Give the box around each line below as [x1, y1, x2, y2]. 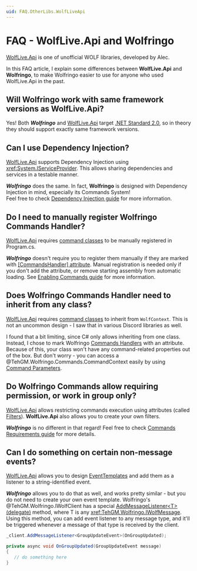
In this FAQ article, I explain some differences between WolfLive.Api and [6, 65, 182, 72]
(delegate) [6, 508, 31, 516]
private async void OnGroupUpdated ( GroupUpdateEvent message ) [6, 543, 162, 549]
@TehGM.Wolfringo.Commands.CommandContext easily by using [6, 358, 166, 365]
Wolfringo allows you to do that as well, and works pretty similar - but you [6, 490, 186, 497]
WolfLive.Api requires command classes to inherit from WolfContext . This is [6, 315, 188, 322]
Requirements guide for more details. [6, 430, 96, 437]
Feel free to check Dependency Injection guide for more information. [6, 195, 172, 202]
